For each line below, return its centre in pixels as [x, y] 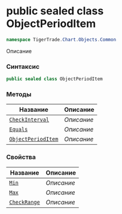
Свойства [21, 157]
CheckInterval [29, 120]
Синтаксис [23, 66]
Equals [19, 129]
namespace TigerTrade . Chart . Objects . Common [61, 39]
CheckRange [25, 202]
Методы [19, 94]
